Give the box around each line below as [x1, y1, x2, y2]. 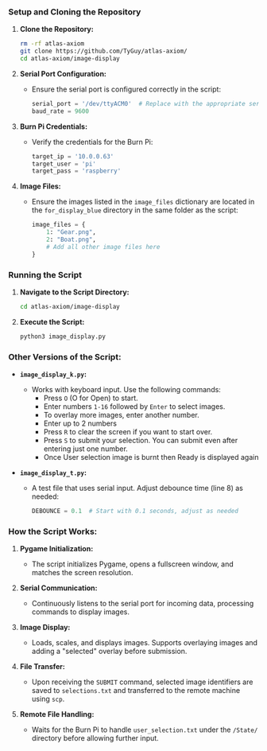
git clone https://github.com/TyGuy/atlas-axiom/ [19, 47, 188, 56]
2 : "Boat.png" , [46, 235, 97, 244]
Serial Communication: [19, 583, 98, 593]
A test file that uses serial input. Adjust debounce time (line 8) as [31, 484, 244, 493]
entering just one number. [43, 444, 129, 453]
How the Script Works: [8, 526, 98, 537]
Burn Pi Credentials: [19, 122, 88, 131]
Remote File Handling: [19, 710, 95, 719]
